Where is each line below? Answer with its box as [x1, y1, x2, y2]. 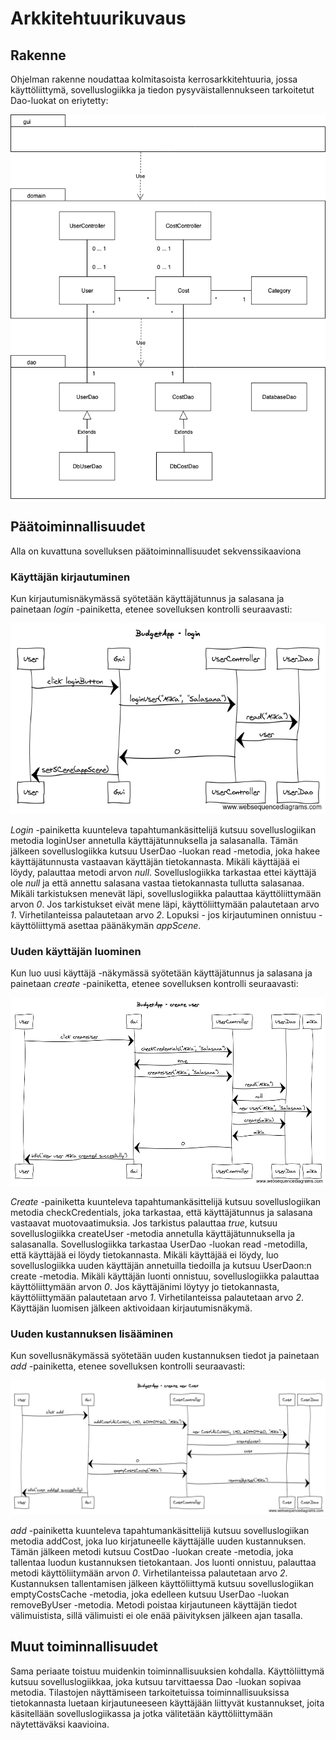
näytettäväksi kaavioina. [10, 1718, 110, 1730]
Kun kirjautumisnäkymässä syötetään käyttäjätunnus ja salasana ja [10, 593, 285, 605]
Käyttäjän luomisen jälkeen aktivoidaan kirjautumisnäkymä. [10, 1302, 253, 1314]
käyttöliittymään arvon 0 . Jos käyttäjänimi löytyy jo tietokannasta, [10, 1280, 280, 1292]
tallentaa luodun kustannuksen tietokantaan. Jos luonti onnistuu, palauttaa [10, 1556, 317, 1568]
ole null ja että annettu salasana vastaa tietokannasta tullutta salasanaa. [10, 877, 305, 889]
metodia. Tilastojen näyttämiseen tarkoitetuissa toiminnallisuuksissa [10, 1686, 290, 1698]
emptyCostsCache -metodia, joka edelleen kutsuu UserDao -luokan [10, 1588, 290, 1600]
